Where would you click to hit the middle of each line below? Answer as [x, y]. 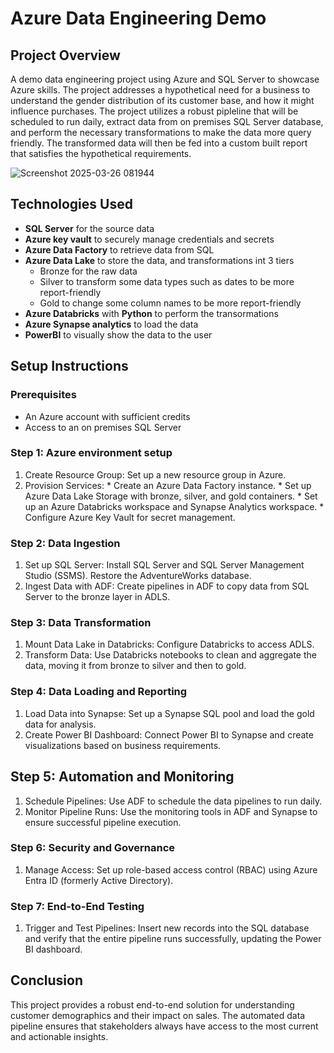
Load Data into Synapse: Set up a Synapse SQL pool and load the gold [169, 713]
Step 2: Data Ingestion [65, 543]
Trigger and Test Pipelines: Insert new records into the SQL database [167, 928]
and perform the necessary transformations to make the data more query [161, 132]
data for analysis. [60, 724]
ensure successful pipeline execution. [103, 822]
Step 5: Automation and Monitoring [122, 777]
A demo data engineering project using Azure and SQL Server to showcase [165, 79]
